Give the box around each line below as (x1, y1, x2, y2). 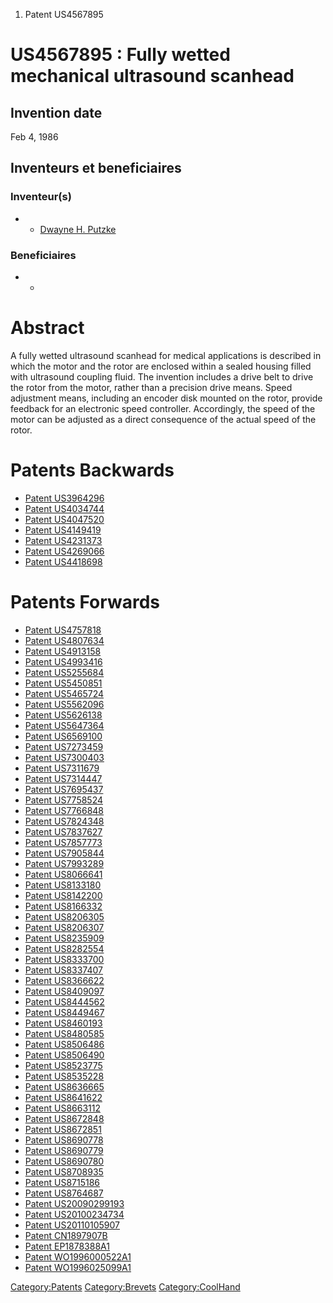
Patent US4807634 (24, 634, 105, 646)
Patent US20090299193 (24, 1197, 125, 1209)
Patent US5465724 (24, 687, 105, 699)
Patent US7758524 (24, 794, 104, 806)
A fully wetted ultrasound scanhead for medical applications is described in (10, 349, 322, 361)
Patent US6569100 (24, 730, 103, 742)
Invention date (10, 104, 103, 121)
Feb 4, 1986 (10, 131, 59, 143)
